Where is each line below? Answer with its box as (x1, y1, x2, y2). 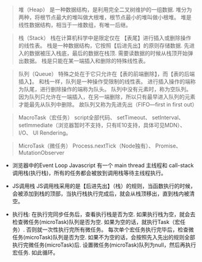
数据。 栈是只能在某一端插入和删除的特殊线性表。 (23, 58, 149, 64)
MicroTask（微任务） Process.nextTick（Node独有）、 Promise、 (18, 142, 182, 149)
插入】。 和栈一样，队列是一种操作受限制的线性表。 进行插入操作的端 (18, 78, 191, 85)
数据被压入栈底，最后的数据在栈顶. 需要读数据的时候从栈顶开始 (29, 50, 188, 57)
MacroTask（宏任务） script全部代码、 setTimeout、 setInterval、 (18, 114, 184, 121)
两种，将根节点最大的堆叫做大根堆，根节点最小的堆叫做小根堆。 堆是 (18, 13, 192, 21)
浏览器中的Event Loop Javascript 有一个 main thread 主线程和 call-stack (12, 162, 194, 169)
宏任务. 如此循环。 (12, 249, 59, 256)
